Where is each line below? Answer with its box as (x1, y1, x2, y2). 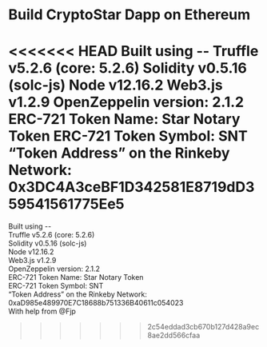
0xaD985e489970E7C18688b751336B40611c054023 (8, 298, 184, 308)
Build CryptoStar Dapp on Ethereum (8, 6, 251, 24)
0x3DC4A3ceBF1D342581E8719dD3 (8, 178, 255, 197)
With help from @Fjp (8, 306, 76, 317)
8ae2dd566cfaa (147, 330, 201, 341)
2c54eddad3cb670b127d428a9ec (147, 322, 260, 332)
